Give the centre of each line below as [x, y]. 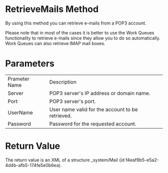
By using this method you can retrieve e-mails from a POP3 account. [76, 23]
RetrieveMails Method [52, 9]
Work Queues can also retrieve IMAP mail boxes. [55, 43]
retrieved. [60, 115]
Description [63, 82]
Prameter [18, 78]
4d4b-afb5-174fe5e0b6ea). [33, 165]
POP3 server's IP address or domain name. [100, 93]
